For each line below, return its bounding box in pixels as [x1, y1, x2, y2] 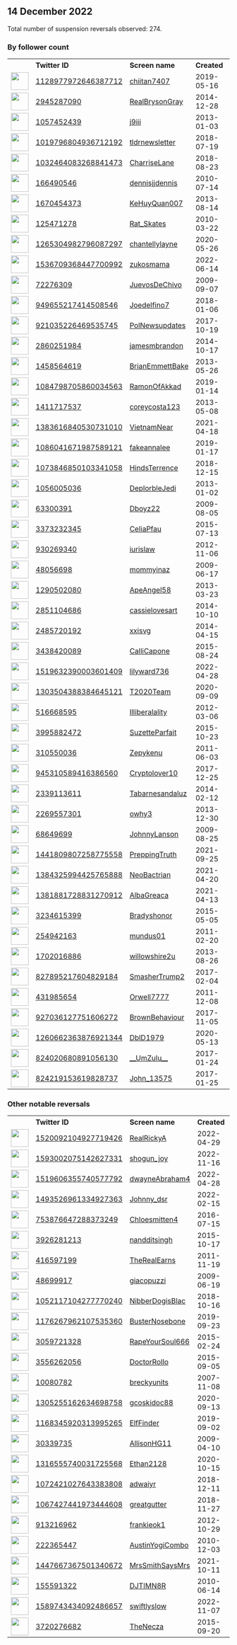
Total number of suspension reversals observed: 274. [7, 24, 162, 33]
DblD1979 [129, 1033, 164, 1043]
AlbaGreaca [129, 890, 169, 900]
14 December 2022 [7, 6, 93, 18]
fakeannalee [129, 442, 171, 452]
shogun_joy [129, 1154, 169, 1164]
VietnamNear [129, 423, 174, 432]
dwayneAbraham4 [129, 1174, 190, 1184]
